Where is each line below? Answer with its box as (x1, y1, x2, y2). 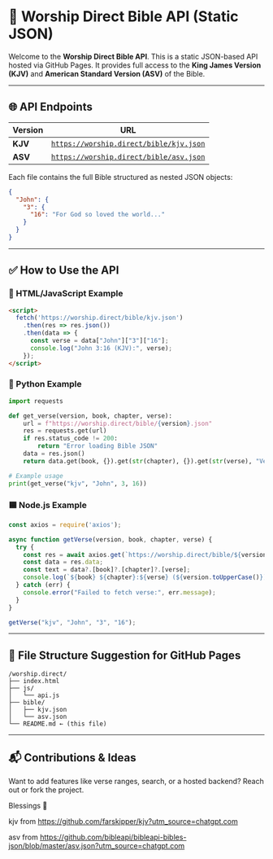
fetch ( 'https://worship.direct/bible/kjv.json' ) (15, 313, 184, 322)
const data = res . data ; (23, 558, 104, 567)
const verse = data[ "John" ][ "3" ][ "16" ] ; (29, 337, 169, 345)
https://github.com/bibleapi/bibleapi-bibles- (39, 832, 187, 842)
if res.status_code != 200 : (23, 435, 118, 443)
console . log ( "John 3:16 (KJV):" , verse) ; (29, 344, 173, 353)
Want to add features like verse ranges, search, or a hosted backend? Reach (8, 777, 264, 787)
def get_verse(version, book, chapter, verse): (8, 411, 173, 420)
